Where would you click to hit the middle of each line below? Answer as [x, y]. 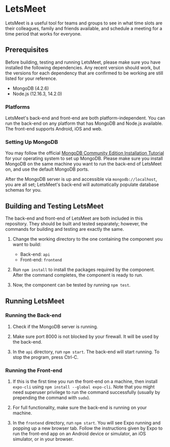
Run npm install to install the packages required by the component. [84, 270]
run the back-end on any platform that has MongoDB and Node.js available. [84, 123]
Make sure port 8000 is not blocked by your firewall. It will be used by [86, 336]
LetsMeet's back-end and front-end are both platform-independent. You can [85, 118]
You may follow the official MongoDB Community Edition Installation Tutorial [84, 153]
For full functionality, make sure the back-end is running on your [80, 408]
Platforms [18, 107]
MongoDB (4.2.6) [31, 88]
